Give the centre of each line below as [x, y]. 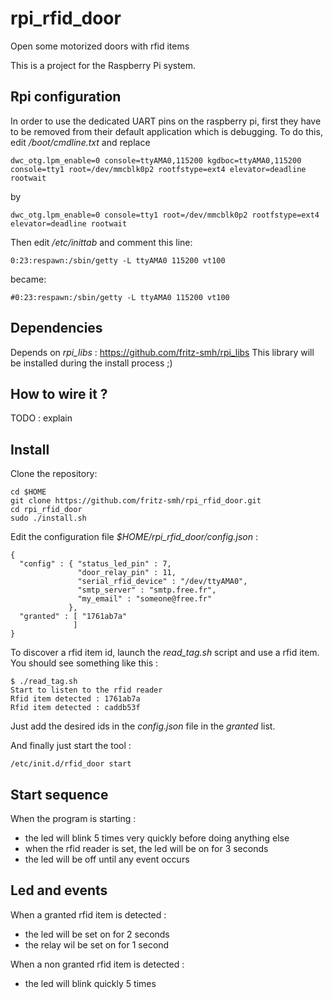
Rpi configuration [66, 97]
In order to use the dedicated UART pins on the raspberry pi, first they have [166, 121]
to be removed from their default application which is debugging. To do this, [166, 131]
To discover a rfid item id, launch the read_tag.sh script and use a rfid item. [165, 653]
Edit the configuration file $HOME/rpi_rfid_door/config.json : [134, 537]
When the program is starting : [73, 818]
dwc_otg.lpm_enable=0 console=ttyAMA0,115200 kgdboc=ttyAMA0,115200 [156, 160]
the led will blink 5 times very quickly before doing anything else [157, 838]
